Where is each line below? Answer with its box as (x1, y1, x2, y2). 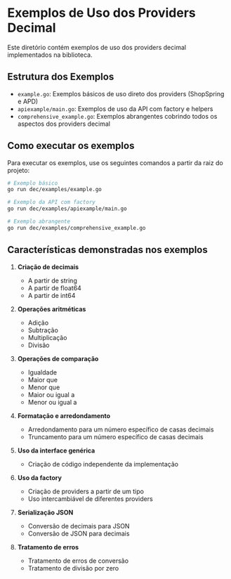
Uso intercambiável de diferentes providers (27, 494, 153, 503)
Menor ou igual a (27, 398, 77, 406)
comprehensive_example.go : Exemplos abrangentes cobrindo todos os (17, 112, 218, 120)
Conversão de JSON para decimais (27, 529, 130, 538)
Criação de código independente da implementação (27, 460, 179, 468)
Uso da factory (17, 473, 62, 482)
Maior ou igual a (27, 390, 75, 398)
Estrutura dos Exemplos (7, 71, 114, 83)
